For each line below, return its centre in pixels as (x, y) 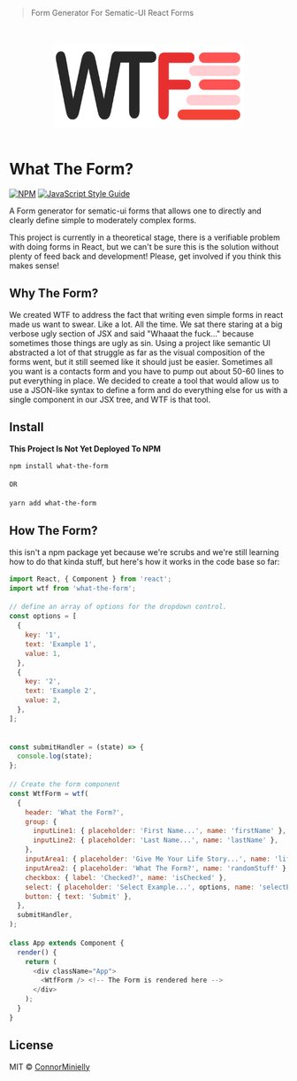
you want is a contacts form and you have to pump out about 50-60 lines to (147, 371)
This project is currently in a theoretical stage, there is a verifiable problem (145, 237)
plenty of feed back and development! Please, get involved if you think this (145, 256)
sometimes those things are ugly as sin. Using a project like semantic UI (140, 343)
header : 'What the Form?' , (75, 812)
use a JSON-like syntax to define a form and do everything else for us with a (148, 390)
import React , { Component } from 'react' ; (91, 579)
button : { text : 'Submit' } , (79, 896)
